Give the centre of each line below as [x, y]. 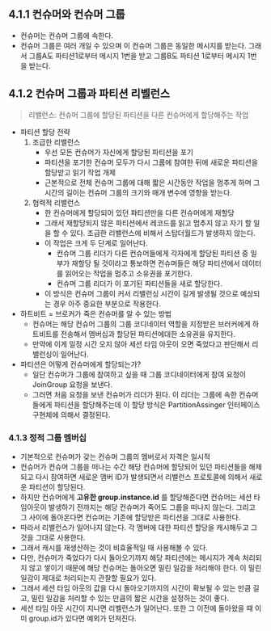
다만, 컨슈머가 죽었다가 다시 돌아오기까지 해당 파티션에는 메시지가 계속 [130, 557]
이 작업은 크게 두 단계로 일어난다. [96, 243]
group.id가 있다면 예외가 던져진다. [83, 618]
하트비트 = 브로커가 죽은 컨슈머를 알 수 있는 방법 [96, 313]
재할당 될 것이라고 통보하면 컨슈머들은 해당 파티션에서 [156, 263]
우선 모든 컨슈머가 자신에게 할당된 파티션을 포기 [119, 152]
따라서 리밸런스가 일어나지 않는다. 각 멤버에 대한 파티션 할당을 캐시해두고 [134, 527]
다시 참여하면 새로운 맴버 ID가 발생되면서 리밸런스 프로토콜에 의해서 [142, 477]
